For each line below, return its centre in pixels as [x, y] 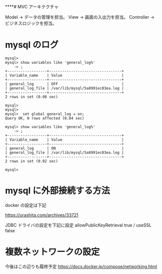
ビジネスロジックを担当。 [31, 23]
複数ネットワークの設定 [53, 252]
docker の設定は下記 [26, 205]
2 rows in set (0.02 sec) [31, 161]
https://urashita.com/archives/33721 [42, 215]
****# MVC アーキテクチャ [32, 7]
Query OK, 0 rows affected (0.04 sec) [45, 118]
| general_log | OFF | [65, 84]
